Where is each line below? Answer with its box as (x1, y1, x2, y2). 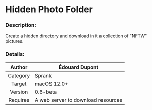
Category (8, 72, 30, 79)
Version (10, 88, 28, 95)
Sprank (34, 72, 52, 79)
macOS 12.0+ (34, 80, 68, 87)
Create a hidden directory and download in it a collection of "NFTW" (5, 33, 147, 39)
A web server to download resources (34, 96, 123, 103)
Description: (5, 22, 36, 29)
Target (11, 80, 27, 87)
